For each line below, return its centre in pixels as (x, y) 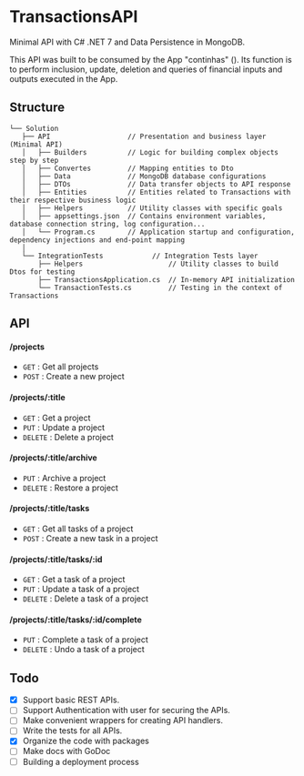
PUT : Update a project (64, 427)
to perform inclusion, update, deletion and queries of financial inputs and (146, 69)
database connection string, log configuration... (107, 224)
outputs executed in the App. (64, 78)
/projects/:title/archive (53, 458)
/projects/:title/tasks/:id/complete (76, 620)
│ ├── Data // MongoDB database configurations (144, 176)
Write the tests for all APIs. (72, 731)
